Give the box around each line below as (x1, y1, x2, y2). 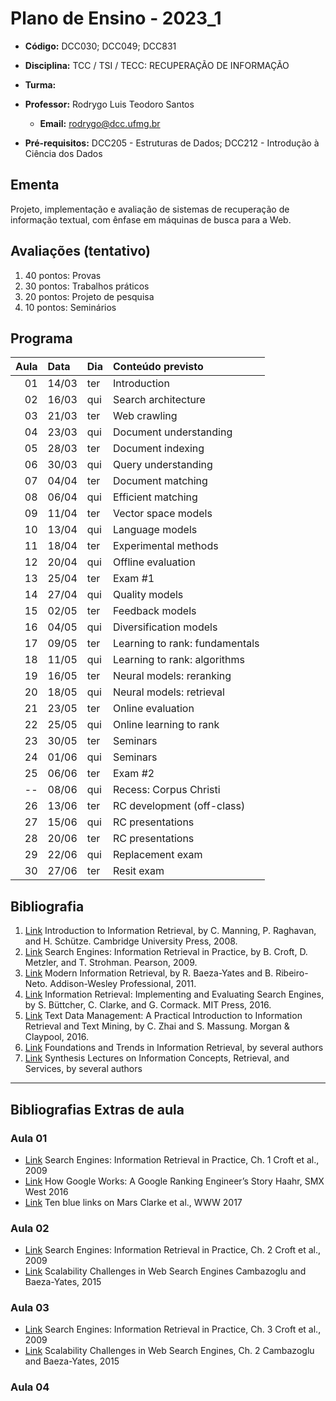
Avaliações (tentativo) (10, 243, 151, 260)
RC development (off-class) (112, 799, 246, 813)
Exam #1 (112, 572, 155, 586)
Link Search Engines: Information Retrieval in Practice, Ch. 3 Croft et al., (24, 1323, 322, 1336)
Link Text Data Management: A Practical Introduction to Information (24, 1010, 303, 1022)
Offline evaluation (112, 555, 196, 569)
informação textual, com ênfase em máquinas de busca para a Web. (10, 213, 292, 226)
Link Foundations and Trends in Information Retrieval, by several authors (24, 1042, 324, 1054)
